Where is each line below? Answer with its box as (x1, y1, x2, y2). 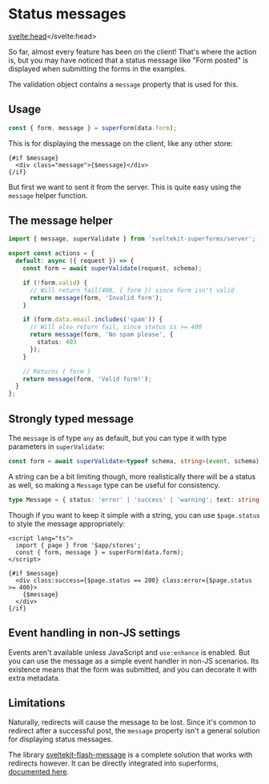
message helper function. (8, 190, 88, 200)
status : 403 (37, 338, 78, 346)
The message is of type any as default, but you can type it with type (8, 434, 227, 443)
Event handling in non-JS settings (8, 626, 181, 640)
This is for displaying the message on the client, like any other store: (8, 138, 234, 148)
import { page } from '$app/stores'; (15, 541, 142, 549)
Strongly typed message (8, 412, 134, 426)
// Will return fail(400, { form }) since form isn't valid (29, 286, 235, 294)
